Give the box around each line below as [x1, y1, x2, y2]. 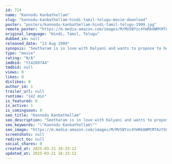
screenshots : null [5, 132, 45, 137]
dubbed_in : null [5, 37, 40, 42]
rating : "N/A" [5, 55, 36, 61]
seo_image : [5, 127, 29, 132]
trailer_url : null [5, 88, 45, 94]
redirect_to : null [5, 137, 45, 142]
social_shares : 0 [5, 141, 42, 147]
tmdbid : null [5, 65, 33, 70]
